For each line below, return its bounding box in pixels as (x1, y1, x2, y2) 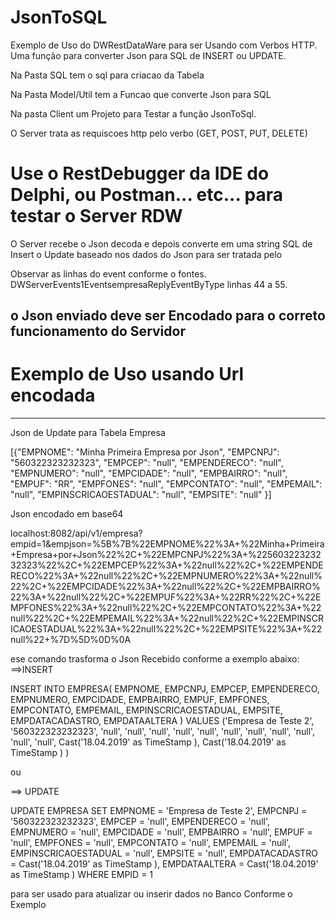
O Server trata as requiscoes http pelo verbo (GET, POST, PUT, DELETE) (10, 127, 308, 139)
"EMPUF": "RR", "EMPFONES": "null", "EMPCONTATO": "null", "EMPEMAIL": (10, 478, 323, 490)
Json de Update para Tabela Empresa (10, 427, 166, 439)
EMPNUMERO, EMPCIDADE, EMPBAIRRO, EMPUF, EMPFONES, (10, 694, 270, 706)
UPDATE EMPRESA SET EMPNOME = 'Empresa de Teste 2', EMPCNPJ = (10, 805, 308, 817)
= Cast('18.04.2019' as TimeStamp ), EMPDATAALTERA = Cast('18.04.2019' (10, 858, 319, 870)
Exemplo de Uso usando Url (10, 363, 245, 386)
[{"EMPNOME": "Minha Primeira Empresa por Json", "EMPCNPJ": (10, 446, 280, 458)
